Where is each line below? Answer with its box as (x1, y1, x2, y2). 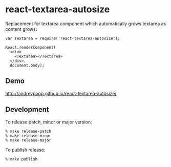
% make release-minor (5, 133, 52, 138)
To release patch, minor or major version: (5, 119, 92, 125)
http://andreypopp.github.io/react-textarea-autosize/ (5, 90, 117, 96)
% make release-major (5, 137, 52, 143)
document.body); (10, 62, 45, 68)
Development (5, 105, 50, 114)
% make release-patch (5, 129, 52, 134)
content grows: (5, 26, 37, 32)
